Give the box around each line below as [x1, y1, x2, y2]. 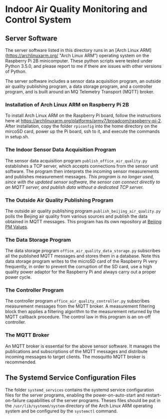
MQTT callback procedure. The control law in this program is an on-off [5, 314, 151, 320]
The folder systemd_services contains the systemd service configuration [5, 387, 154, 393]
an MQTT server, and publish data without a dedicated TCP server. [5, 184, 144, 190]
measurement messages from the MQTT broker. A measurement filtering [5, 303, 155, 309]
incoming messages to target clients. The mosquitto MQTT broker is [5, 354, 145, 360]
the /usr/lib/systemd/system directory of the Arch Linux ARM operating [5, 403, 153, 409]
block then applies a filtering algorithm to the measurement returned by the [5, 309, 160, 315]
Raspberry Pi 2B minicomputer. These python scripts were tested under [5, 58, 153, 63]
